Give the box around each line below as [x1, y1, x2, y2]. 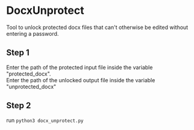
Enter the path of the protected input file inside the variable [6, 63, 153, 71]
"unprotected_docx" [6, 83, 57, 90]
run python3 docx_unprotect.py [6, 116, 84, 124]
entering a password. [6, 30, 59, 37]
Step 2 [6, 100, 31, 111]
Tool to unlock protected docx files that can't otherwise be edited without [6, 24, 189, 31]
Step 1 [6, 48, 30, 58]
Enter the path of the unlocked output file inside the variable [6, 76, 155, 83]
